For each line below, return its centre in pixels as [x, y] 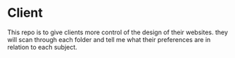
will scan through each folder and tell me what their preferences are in [109, 39]
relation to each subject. [42, 47]
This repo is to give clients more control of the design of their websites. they [118, 32]
